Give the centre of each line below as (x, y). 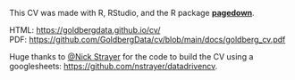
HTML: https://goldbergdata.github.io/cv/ (85, 30)
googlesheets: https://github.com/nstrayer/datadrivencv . (114, 66)
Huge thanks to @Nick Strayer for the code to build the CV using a (131, 56)
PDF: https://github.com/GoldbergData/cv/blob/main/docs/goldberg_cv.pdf (147, 40)
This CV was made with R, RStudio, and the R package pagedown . (132, 13)
